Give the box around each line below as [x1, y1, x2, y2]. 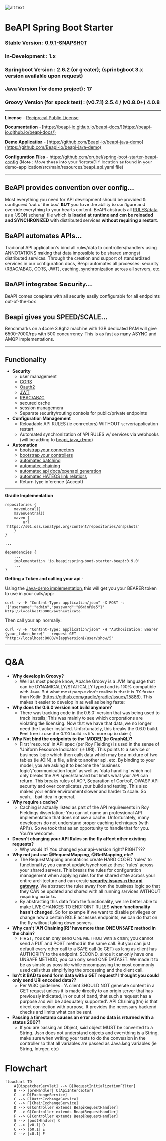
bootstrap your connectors [19, 447, 75, 453]
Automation [12, 442, 38, 448]
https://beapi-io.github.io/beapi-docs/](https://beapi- [43, 124, 152, 130]
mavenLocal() [14, 507, 41, 512]
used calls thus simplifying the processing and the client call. [19, 967, 144, 973]
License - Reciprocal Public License [5, 115, 79, 121]
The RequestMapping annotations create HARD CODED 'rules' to [19, 857, 152, 863]
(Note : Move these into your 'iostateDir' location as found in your [19, 159, 152, 165]
